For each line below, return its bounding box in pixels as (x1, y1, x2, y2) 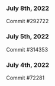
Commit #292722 (6, 18, 49, 25)
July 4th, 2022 (6, 60, 50, 69)
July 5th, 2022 (6, 33, 49, 41)
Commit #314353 (6, 46, 48, 53)
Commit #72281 (6, 74, 45, 81)
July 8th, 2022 (6, 4, 49, 12)
